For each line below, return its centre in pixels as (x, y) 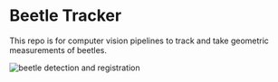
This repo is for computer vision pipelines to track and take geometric (139, 41)
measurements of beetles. (58, 50)
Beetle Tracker (66, 16)
